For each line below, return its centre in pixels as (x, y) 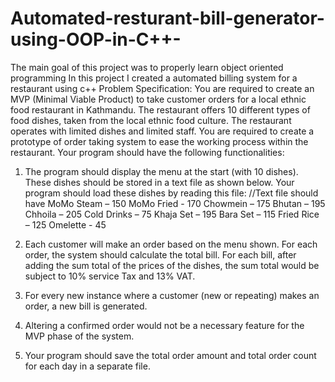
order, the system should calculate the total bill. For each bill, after (160, 254)
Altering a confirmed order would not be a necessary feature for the (164, 325)
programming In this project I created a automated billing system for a (154, 78)
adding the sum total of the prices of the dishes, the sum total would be (172, 265)
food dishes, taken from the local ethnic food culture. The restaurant (151, 120)
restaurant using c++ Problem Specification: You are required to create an (162, 88)
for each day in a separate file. (87, 366)
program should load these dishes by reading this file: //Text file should (171, 193)
